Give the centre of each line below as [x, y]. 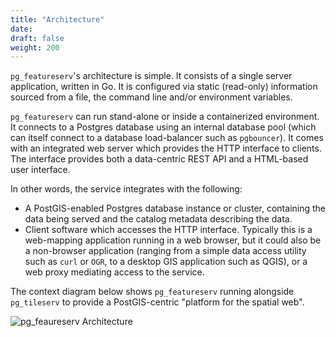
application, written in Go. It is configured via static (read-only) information [164, 87]
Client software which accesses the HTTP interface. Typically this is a [168, 230]
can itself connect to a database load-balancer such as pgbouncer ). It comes [167, 138]
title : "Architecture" [57, 19]
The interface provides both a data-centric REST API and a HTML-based [159, 159]
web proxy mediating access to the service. [114, 272]
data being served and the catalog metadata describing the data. [158, 219]
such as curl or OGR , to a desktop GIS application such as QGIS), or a [166, 262]
